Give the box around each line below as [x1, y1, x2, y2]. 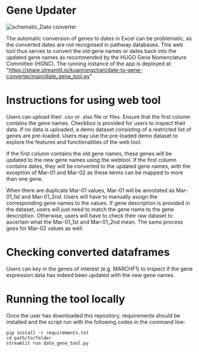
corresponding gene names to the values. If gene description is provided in [6, 199, 190, 206]
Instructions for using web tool [6, 93, 161, 107]
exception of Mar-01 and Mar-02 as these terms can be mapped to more [6, 169, 184, 176]
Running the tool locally [6, 293, 125, 306]
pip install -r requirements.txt [6, 329, 89, 336]
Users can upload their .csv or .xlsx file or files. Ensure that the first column [6, 113, 191, 120]
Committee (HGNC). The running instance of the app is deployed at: [6, 60, 172, 67]
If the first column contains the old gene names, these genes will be [6, 150, 172, 157]
